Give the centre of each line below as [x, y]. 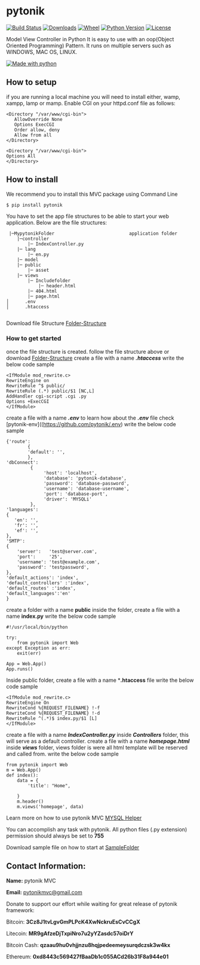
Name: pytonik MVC [31, 881]
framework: [20, 910]
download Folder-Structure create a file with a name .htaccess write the [95, 358]
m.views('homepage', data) [50, 806]
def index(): [22, 775]
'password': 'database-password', [87, 483]
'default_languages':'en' [38, 593]
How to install [32, 180]
